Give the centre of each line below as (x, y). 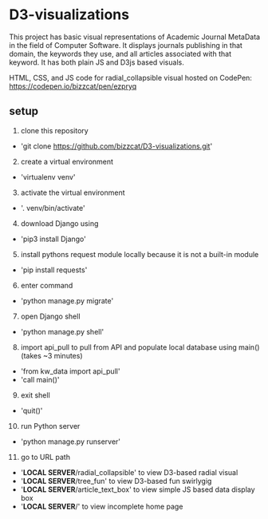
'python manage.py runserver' (71, 442)
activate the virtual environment (73, 192)
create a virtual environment (67, 161)
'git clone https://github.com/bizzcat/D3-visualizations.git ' (116, 146)
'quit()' (32, 410)
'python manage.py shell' (62, 331)
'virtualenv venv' (48, 176)
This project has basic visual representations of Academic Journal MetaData (135, 37)
